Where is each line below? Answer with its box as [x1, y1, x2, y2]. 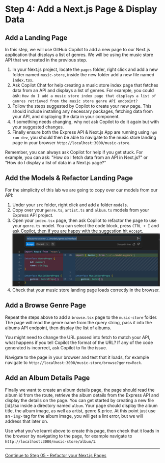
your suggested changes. [12, 124, 64, 130]
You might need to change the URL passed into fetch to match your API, [5, 334, 151, 340]
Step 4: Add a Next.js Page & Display [5, 3, 157, 15]
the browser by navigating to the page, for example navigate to [5, 433, 133, 439]
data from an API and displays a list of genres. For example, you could [12, 88, 154, 93]
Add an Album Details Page [5, 374, 90, 382]
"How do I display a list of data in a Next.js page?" [5, 160, 107, 165]
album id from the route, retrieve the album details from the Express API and [5, 392, 159, 398]
